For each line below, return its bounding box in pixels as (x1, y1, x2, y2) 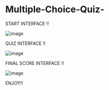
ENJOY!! (5, 80, 23, 86)
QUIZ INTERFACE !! (5, 40, 46, 47)
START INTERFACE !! (5, 20, 49, 27)
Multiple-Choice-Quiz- (5, 4, 105, 15)
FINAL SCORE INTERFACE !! (5, 60, 64, 66)
